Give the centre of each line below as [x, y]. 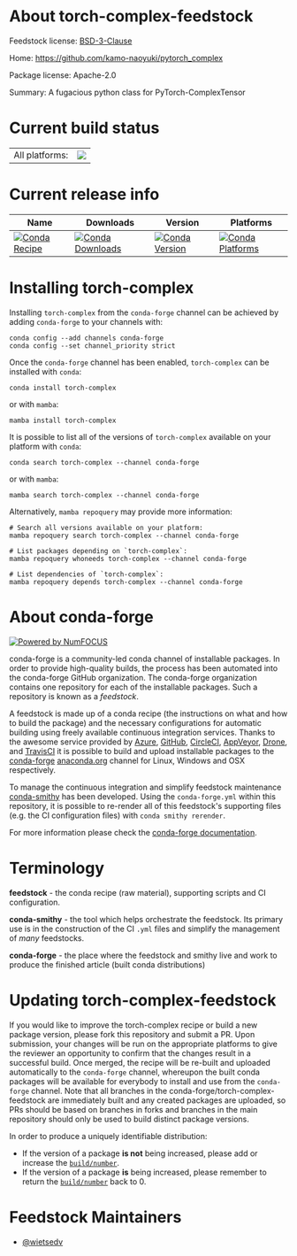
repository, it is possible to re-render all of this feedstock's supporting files [145, 805]
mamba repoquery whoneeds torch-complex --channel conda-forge [128, 559]
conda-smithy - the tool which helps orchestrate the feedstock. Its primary [146, 919]
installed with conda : [46, 371]
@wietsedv [42, 1242]
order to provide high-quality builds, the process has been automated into [144, 668]
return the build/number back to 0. [84, 1181]
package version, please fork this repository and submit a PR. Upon [132, 1034]
